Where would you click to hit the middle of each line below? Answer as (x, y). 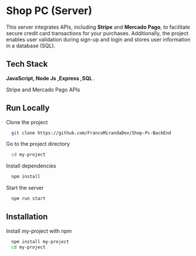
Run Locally (28, 108)
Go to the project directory (38, 144)
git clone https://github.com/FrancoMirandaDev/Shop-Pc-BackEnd (91, 133)
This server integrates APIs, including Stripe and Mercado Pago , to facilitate (98, 27)
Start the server (25, 188)
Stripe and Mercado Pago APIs (43, 90)
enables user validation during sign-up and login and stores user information (98, 39)
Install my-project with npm (39, 231)
